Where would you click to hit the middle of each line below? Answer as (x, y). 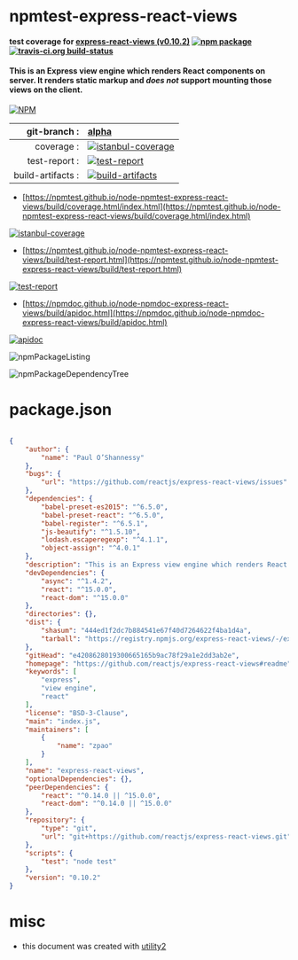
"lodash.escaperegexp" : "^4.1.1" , (105, 540)
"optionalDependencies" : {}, (79, 779)
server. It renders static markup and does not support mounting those (141, 81)
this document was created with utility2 (94, 946)
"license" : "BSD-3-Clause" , (77, 713)
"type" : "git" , (69, 829)
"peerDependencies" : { (67, 787)
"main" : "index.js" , (63, 721)
